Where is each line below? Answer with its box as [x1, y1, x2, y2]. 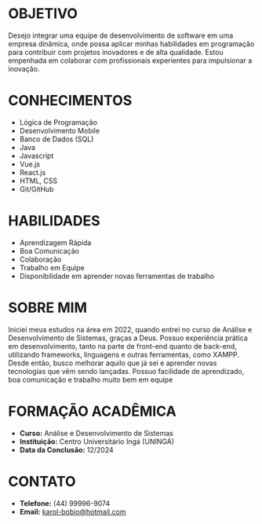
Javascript [19, 151, 54, 160]
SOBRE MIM [8, 299, 88, 317]
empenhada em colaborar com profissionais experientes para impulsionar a [8, 56, 253, 65]
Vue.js [19, 159, 41, 169]
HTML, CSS [19, 176, 57, 185]
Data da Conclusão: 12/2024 [19, 445, 114, 454]
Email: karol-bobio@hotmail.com [19, 507, 126, 516]
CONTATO [8, 472, 76, 490]
